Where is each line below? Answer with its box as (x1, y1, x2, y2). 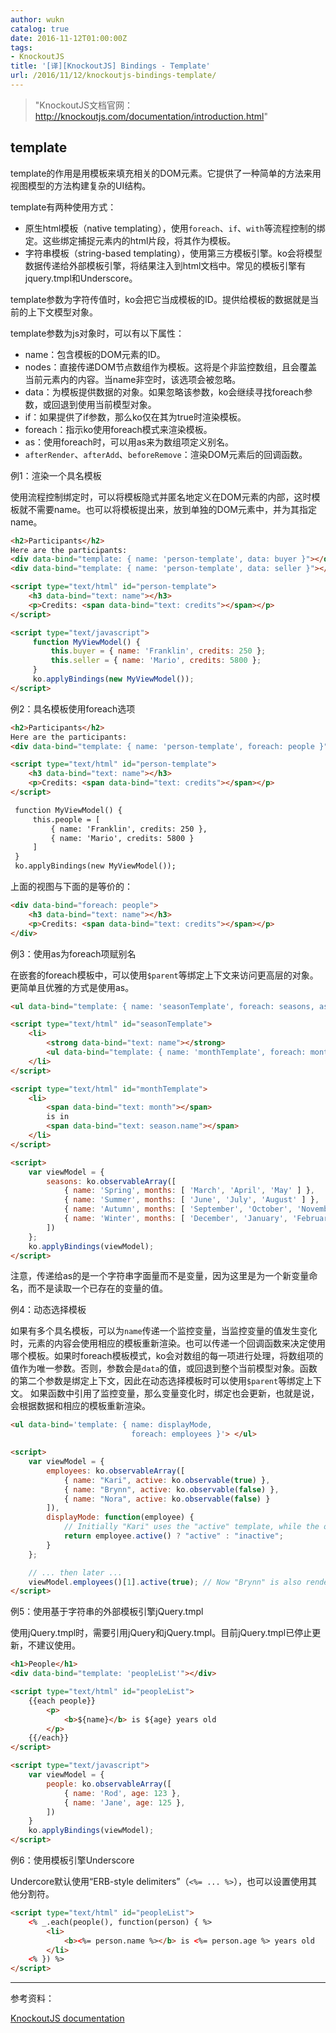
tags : (10, 42, 33, 53)
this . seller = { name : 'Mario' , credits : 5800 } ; (50, 656, 262, 666)
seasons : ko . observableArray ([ (46, 1176, 177, 1186)
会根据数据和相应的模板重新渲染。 (10, 1400, 151, 1412)
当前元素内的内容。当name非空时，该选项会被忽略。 (24, 373, 242, 385)
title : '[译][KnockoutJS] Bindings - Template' (10, 61, 211, 71)
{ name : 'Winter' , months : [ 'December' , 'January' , (63, 1214, 288, 1224)
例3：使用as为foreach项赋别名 (10, 947, 137, 960)
